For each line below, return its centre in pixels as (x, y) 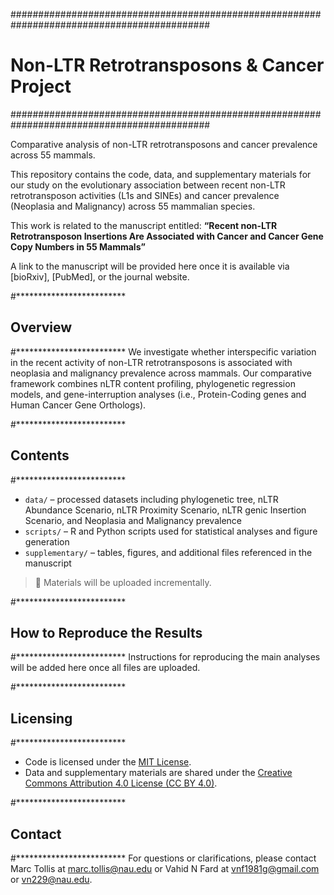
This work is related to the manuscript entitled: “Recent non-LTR (144, 225)
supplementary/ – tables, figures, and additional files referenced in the (168, 552)
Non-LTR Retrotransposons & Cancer (167, 65)
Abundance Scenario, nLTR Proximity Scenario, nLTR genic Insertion (165, 510)
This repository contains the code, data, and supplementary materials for (161, 174)
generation (47, 541)
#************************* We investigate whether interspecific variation (163, 351)
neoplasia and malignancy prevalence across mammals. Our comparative (161, 373)
